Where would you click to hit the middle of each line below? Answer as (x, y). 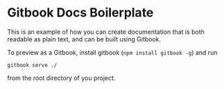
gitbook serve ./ (32, 65)
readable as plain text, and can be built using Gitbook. (84, 39)
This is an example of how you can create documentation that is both (106, 32)
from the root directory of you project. (61, 78)
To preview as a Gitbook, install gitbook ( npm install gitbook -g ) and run (112, 52)
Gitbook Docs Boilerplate (80, 13)
